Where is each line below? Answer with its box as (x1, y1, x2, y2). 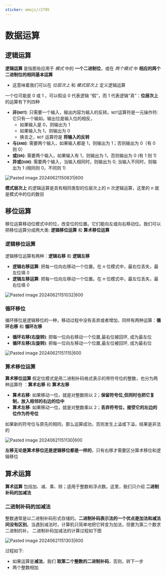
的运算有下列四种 (5, 98, 40, 104)
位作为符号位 (12, 411, 39, 417)
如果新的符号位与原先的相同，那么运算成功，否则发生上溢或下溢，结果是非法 (5, 421, 161, 427)
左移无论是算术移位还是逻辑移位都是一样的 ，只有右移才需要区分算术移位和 (5, 447, 157, 453)
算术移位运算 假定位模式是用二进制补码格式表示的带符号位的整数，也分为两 (5, 375, 158, 381)
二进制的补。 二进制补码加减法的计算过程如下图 (5, 528, 102, 534)
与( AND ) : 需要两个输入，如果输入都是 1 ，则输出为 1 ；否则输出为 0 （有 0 (12, 140, 156, 146)
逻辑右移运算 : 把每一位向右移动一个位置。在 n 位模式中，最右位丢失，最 (12, 263, 159, 269)
